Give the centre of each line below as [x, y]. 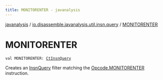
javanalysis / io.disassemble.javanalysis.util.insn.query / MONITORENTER [81, 24]
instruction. [17, 73]
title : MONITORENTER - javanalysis [43, 10]
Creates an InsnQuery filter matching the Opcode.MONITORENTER [75, 68]
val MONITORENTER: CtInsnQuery [38, 58]
